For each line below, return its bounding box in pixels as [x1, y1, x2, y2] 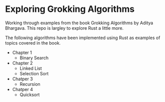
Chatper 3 [12, 76, 33, 82]
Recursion [19, 81, 41, 87]
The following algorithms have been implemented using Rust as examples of [5, 35, 161, 41]
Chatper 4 [12, 86, 33, 92]
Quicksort [19, 92, 40, 98]
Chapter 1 [12, 50, 32, 55]
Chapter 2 [12, 60, 33, 66]
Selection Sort [19, 70, 49, 76]
